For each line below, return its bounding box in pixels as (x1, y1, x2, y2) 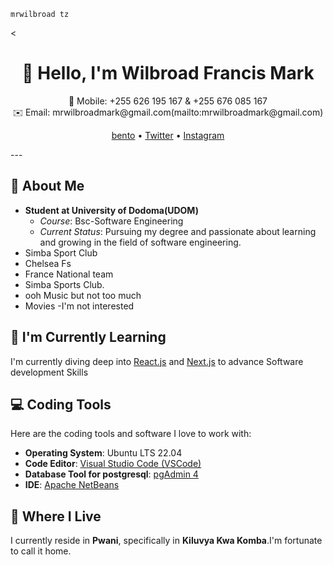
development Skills (10, 366, 89, 378)
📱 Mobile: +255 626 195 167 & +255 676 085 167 (68, 95, 268, 107)
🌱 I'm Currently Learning (10, 329, 167, 346)
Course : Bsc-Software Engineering (39, 215, 184, 227)
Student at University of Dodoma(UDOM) (24, 204, 199, 216)
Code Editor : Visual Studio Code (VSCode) (24, 458, 202, 470)
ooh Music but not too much (24, 289, 142, 301)
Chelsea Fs (24, 257, 72, 269)
